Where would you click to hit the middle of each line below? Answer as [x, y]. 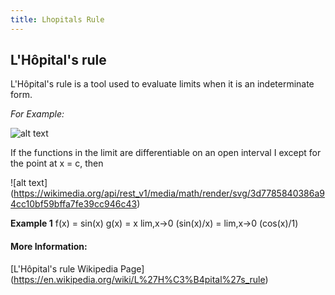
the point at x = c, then [57, 163]
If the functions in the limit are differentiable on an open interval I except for [166, 153]
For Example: [37, 114]
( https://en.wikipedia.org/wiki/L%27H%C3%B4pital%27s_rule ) [139, 279]
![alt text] [29, 183]
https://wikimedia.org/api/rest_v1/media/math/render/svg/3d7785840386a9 [169, 193]
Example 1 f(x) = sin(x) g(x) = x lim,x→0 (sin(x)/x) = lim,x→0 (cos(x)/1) [154, 223]
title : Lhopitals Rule [57, 19]
